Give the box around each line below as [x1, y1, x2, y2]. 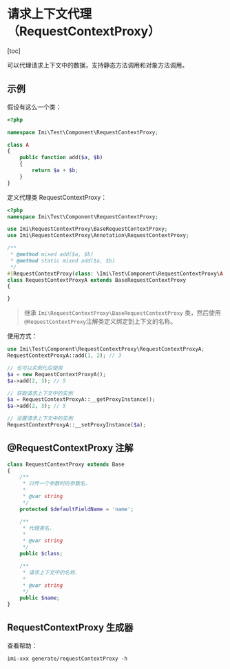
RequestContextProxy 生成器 [7, 621, 134, 634]
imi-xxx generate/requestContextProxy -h [7, 655, 128, 662]
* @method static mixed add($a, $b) [10, 257, 116, 264]
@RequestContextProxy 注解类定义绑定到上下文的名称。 [23, 318, 177, 326]
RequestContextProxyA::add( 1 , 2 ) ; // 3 [7, 352, 122, 359]
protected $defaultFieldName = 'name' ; [19, 506, 134, 513]
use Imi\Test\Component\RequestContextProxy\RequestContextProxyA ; [7, 346, 205, 353]
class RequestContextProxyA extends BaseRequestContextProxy [7, 276, 187, 283]
